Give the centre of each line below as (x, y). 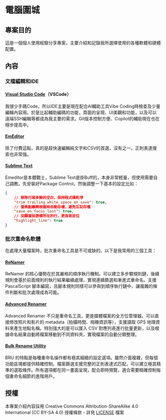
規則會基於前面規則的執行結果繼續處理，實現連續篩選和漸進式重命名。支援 (81, 280)
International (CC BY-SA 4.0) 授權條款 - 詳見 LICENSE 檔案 (65, 412)
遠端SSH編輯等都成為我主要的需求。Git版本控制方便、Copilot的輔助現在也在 (82, 118)
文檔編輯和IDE (22, 81)
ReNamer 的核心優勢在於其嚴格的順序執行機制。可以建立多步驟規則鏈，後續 (82, 274)
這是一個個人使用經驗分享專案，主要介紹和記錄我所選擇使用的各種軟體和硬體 (83, 43)
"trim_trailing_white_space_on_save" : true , (61, 202)
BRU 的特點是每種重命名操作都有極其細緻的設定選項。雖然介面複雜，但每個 (82, 358)
